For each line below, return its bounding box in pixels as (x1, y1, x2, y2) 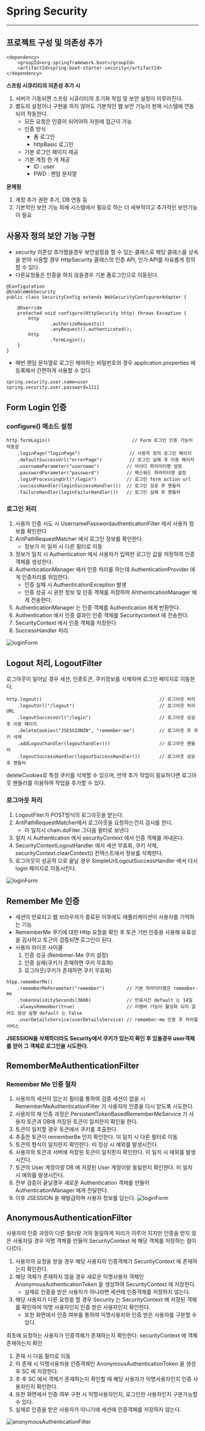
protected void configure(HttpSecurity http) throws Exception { (17, 310, 187, 316)
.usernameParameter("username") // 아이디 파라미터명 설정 (17, 463, 182, 470)
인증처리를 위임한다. (21, 573, 70, 580)
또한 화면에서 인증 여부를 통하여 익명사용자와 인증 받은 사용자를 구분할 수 (24, 1311, 197, 1318)
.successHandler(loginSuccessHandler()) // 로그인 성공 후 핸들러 (17, 483, 181, 489)
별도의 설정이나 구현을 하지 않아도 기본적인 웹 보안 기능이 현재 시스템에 (15, 102, 183, 109)
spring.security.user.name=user (6, 379, 88, 385)
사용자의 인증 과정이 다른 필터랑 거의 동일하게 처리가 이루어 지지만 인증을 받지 (6, 1229, 190, 1237)
